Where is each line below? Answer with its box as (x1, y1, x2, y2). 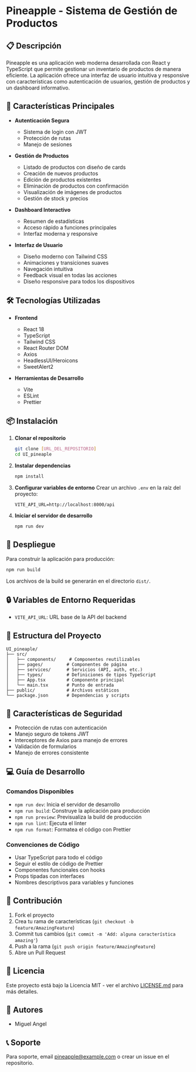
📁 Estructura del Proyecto (6, 630, 102, 640)
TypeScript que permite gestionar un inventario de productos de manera (6, 66, 181, 72)
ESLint (23, 392, 39, 399)
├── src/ (6, 652, 28, 657)
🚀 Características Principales (6, 101, 114, 111)
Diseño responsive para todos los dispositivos (23, 278, 135, 285)
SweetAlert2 (23, 363, 54, 370)
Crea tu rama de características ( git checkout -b (14, 917, 134, 924)
